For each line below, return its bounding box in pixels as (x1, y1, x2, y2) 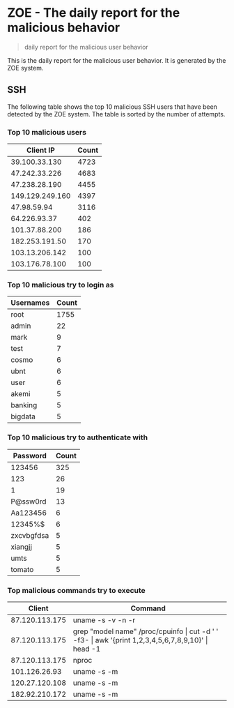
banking (10, 400, 38, 410)
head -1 (72, 644, 101, 654)
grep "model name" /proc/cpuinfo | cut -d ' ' (72, 626, 219, 636)
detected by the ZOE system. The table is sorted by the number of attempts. (7, 110, 226, 118)
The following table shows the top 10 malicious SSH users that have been (7, 103, 218, 111)
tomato (10, 564, 34, 574)
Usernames (10, 298, 50, 308)
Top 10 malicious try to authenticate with (7, 432, 148, 442)
